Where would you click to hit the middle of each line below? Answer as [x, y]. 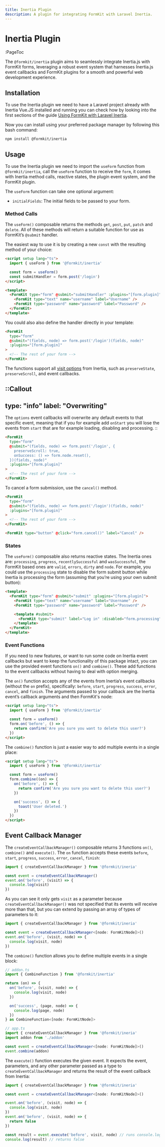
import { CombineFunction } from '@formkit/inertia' [60, 974]
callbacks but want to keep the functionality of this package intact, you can [81, 661]
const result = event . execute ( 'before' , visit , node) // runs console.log [83, 1135]
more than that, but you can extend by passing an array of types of [73, 909]
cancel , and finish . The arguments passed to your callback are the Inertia [80, 692]
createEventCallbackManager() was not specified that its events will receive [81, 904]
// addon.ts [17, 970]
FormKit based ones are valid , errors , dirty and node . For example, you [78, 567]
